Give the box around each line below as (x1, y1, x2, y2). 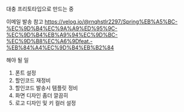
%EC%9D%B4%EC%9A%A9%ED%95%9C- (6, 25, 118, 32)
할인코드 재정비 (14, 77, 51, 84)
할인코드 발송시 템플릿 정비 (14, 84, 78, 92)
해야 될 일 (6, 57, 29, 63)
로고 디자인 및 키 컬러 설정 (14, 99, 76, 107)
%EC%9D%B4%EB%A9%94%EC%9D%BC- (6, 31, 118, 38)
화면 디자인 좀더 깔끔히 (14, 92, 69, 99)
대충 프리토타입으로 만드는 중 (6, 5, 74, 12)
